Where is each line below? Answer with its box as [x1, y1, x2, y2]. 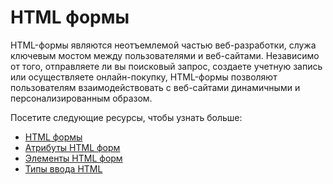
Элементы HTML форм [24, 152, 123, 164]
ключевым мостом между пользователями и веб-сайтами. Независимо [10, 49, 320, 61]
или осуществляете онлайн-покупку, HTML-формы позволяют [10, 71, 278, 83]
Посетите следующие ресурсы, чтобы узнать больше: [10, 111, 243, 123]
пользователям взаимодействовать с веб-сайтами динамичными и [10, 81, 301, 93]
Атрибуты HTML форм [24, 141, 121, 153]
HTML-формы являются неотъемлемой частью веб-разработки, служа [10, 39, 317, 51]
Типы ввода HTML [24, 162, 103, 175]
